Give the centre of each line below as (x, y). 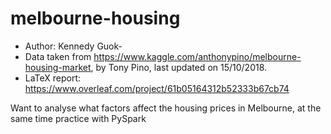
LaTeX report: (53, 78)
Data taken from (58, 56)
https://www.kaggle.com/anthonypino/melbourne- (197, 56)
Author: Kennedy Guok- (73, 46)
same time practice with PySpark (78, 118)
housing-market (58, 67)
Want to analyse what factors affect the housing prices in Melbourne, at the (166, 108)
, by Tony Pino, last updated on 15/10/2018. (179, 67)
